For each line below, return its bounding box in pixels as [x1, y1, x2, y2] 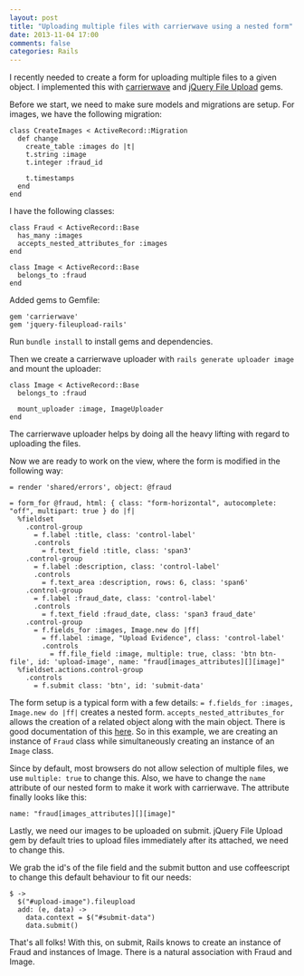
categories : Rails [9, 47, 79, 56]
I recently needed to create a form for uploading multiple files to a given [9, 72, 278, 83]
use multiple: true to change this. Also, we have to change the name [9, 773, 266, 784]
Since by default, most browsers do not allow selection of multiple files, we [9, 763, 290, 774]
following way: [9, 465, 63, 476]
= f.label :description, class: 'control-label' [33, 562, 221, 571]
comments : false [9, 38, 71, 48]
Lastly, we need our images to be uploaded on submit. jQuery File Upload [9, 825, 283, 836]
